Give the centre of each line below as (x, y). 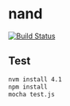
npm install (28, 87)
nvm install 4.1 (35, 79)
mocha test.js (32, 94)
